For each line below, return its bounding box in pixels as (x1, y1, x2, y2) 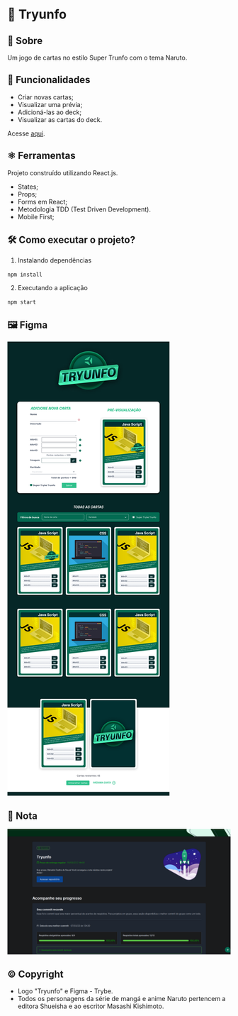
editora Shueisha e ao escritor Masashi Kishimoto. (17, 1002, 164, 1010)
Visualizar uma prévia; (17, 100, 83, 109)
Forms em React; (17, 197, 68, 206)
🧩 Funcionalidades (7, 74, 91, 86)
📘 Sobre (7, 35, 43, 47)
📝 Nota (7, 810, 38, 822)
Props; (17, 189, 38, 198)
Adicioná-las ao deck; (17, 108, 82, 116)
